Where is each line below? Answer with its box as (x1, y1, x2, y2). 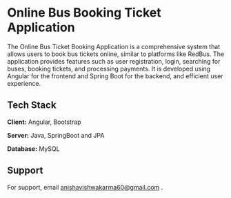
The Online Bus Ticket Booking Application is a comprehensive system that (7, 42, 221, 51)
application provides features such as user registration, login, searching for (7, 57, 221, 65)
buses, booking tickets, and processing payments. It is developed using (7, 64, 211, 73)
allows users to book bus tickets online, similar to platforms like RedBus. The (7, 50, 225, 58)
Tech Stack (7, 99, 57, 111)
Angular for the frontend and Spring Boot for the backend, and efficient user (7, 71, 223, 80)
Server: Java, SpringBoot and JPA (7, 131, 105, 139)
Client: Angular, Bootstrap (7, 118, 81, 126)
